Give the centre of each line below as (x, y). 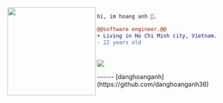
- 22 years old (119, 42)
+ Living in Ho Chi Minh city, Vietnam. (157, 36)
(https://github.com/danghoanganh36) (153, 84)
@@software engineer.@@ (132, 29)
